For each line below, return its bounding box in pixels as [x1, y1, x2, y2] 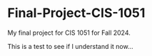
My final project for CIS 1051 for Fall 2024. [7, 28, 131, 37]
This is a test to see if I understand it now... [7, 42, 133, 50]
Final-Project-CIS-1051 [7, 5, 146, 21]
